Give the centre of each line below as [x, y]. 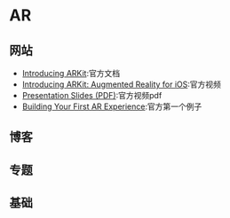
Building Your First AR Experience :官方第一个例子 [112, 106]
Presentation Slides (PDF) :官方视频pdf [92, 95]
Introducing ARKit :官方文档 [71, 73]
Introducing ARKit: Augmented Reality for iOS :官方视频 [122, 84]
